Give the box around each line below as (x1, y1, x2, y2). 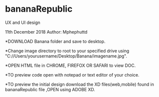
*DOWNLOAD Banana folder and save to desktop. (5, 38, 106, 44)
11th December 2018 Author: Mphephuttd (5, 29, 88, 35)
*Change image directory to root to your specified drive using (5, 48, 129, 54)
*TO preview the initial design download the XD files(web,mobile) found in (5, 81, 155, 87)
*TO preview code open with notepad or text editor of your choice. (5, 72, 140, 78)
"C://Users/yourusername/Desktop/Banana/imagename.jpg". (5, 53, 127, 59)
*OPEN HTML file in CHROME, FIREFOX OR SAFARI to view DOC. (5, 62, 136, 68)
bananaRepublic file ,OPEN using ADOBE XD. (5, 86, 95, 92)
